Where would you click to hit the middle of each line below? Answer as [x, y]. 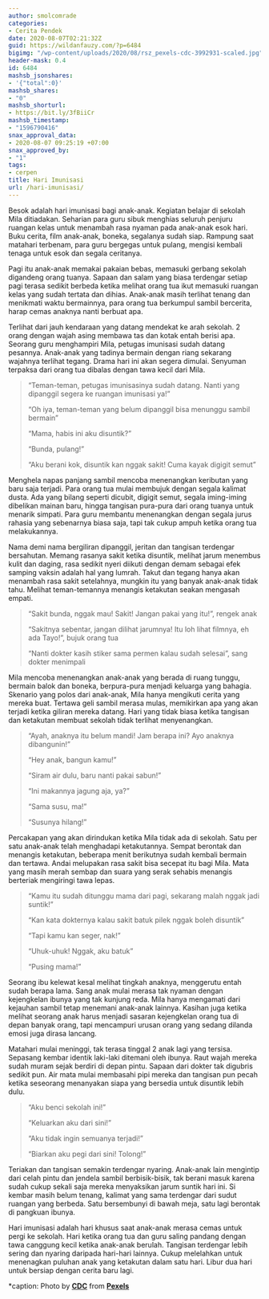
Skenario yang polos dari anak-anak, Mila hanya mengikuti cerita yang [124, 694]
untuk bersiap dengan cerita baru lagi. [71, 1270]
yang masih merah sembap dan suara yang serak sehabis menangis [120, 872]
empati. [21, 598]
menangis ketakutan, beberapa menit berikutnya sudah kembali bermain [127, 854]
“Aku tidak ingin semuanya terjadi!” [86, 1138]
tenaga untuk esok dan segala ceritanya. [75, 253]
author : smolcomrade [43, 16]
